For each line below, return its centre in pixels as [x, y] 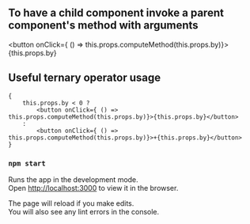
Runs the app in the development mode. [73, 179]
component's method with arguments [104, 26]
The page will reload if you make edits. [71, 203]
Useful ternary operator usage [84, 78]
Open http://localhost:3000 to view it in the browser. [93, 188]
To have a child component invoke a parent [116, 13]
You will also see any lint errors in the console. [84, 211]
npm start [27, 163]
